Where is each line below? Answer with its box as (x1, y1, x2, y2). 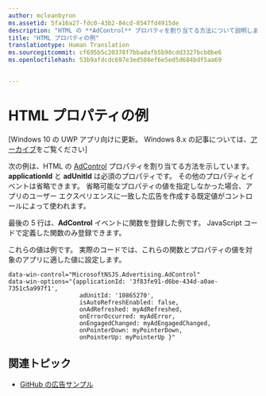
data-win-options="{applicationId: (8, 278, 126, 285)
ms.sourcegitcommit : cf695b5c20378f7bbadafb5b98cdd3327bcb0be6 (8, 49, 222, 56)
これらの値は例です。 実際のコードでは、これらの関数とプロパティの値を (8, 244, 246, 254)
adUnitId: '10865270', (79, 291, 155, 299)
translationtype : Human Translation (8, 41, 129, 49)
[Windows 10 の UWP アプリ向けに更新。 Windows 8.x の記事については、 (8, 134, 251, 144)
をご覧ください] (36, 144, 88, 153)
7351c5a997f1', (8, 284, 59, 293)
